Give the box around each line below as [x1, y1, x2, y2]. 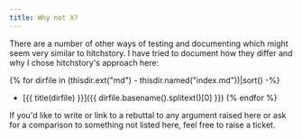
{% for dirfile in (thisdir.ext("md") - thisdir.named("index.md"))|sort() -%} [9, 74, 280, 86]
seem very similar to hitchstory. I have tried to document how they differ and [9, 47, 293, 59]
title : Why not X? [9, 13, 78, 23]
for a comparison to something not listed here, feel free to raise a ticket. [9, 119, 276, 130]
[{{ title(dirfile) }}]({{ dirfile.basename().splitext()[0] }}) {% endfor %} [22, 92, 278, 103]
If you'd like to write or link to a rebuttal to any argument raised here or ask [9, 109, 287, 120]
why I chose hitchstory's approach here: [9, 57, 160, 68]
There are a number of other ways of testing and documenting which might [9, 38, 288, 49]
